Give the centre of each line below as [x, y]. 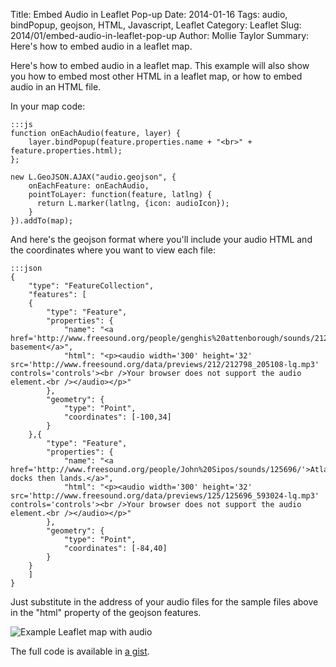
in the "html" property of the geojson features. [106, 612]
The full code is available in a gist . [80, 651]
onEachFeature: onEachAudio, [89, 186]
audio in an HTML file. [56, 87]
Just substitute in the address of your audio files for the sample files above [164, 602]
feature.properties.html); [66, 151]
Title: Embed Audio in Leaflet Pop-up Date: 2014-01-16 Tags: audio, [149, 14]
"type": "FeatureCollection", [91, 286]
